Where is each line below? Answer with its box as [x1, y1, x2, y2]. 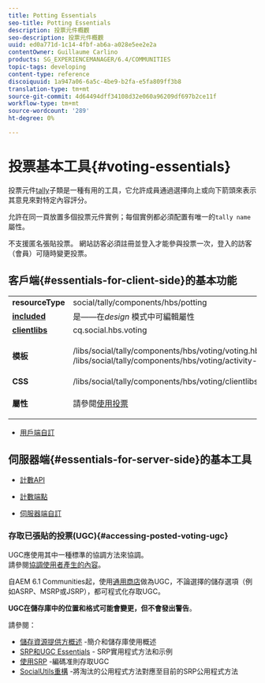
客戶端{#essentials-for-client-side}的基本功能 [8, 274, 237, 287]
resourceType [12, 297, 65, 308]
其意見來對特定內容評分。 [8, 195, 91, 205]
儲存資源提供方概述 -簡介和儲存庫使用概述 [19, 636, 157, 646]
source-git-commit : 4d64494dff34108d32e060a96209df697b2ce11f [8, 92, 217, 100]
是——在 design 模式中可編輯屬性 [73, 311, 196, 322]
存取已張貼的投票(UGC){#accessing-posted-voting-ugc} [8, 531, 229, 542]
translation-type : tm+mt [8, 84, 90, 93]
